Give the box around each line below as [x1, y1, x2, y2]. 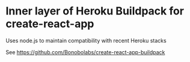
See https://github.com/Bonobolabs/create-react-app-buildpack [5, 48, 165, 55]
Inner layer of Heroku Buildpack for [5, 4, 185, 18]
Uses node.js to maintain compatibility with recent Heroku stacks [5, 37, 167, 44]
